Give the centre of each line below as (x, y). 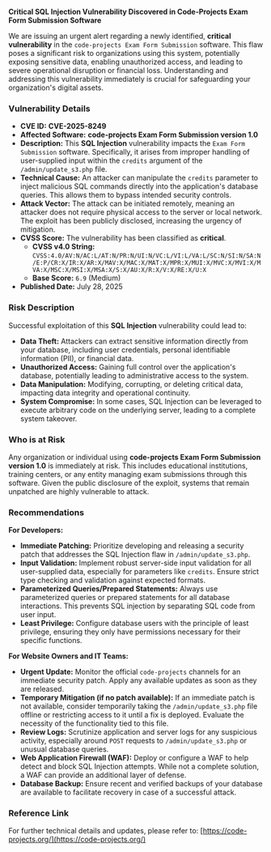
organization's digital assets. (56, 87)
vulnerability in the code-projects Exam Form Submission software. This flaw (136, 45)
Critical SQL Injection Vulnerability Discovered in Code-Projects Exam (128, 12)
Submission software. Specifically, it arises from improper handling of (135, 152)
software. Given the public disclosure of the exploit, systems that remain (129, 483)
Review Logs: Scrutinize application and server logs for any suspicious (138, 732)
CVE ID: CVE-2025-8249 (63, 126)
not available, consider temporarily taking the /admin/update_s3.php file (139, 706)
